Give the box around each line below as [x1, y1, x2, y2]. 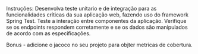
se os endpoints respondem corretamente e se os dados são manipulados [6, 23, 188, 31]
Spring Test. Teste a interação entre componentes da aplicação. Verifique [6, 18, 187, 24]
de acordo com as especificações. [6, 30, 91, 37]
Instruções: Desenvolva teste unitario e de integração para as [6, 5, 157, 12]
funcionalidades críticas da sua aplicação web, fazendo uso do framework [6, 11, 189, 18]
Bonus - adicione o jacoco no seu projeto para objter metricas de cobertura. [6, 41, 193, 48]
